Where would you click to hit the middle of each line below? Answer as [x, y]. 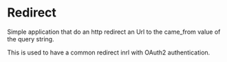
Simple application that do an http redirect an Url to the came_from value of [114, 32]
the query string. [31, 39]
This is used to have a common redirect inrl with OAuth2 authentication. [109, 52]
